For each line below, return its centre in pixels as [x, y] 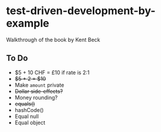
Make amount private [39, 85]
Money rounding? [36, 97]
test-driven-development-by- [81, 11]
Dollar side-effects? [39, 91]
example [28, 23]
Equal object [30, 123]
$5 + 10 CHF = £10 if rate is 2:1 [52, 72]
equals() [25, 104]
